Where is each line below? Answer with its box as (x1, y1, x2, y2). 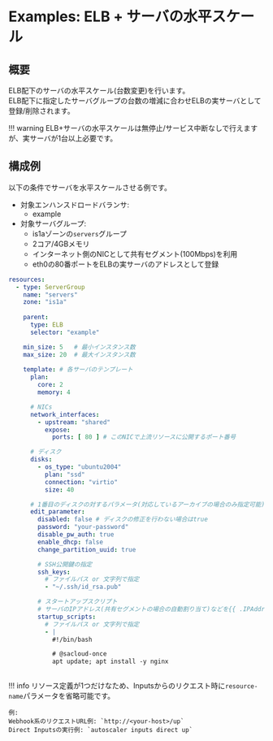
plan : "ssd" (44, 470, 85, 479)
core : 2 (37, 381, 63, 389)
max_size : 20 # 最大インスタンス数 (23, 350, 136, 358)
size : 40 (44, 485, 75, 494)
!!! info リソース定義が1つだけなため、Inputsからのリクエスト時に (8, 681, 226, 691)
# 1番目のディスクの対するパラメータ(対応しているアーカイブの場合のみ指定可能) (29, 500, 266, 509)
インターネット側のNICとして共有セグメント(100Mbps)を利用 (32, 249, 238, 258)
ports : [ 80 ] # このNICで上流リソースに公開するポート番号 (51, 433, 236, 441)
